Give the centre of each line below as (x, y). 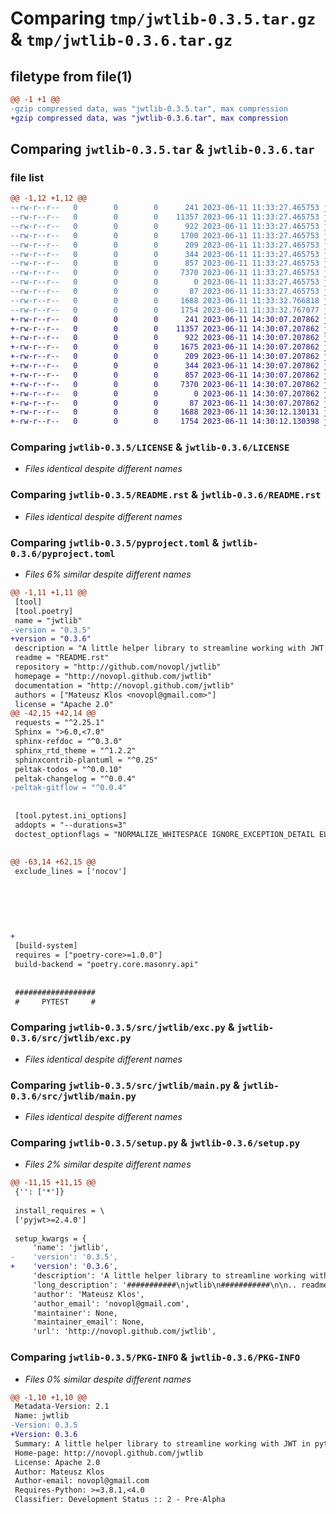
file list (27, 177)
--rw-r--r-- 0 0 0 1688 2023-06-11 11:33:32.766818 (165, 300)
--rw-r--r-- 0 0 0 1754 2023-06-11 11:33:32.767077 (165, 310)
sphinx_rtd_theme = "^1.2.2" (75, 750)
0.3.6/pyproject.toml (63, 553)
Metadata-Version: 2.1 (62, 1407)
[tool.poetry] (44, 611)
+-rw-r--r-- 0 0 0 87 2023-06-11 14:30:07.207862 (165, 403)
